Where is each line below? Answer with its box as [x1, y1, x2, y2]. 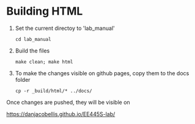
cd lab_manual [15, 36, 51, 42]
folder [15, 76, 31, 83]
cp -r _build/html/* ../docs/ [15, 87, 93, 94]
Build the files [15, 47, 50, 54]
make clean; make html [15, 59, 73, 65]
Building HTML [6, 4, 83, 18]
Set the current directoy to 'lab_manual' [15, 24, 115, 32]
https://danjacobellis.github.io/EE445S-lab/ [6, 110, 116, 117]
